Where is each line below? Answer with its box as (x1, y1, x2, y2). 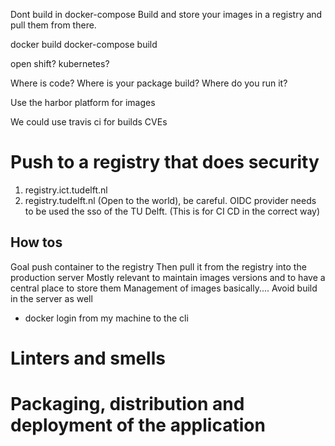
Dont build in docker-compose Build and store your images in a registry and (10, 9, 323, 20)
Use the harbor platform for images (10, 97, 156, 108)
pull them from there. (10, 19, 97, 31)
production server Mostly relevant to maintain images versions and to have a (10, 271, 326, 283)
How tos (10, 234, 63, 251)
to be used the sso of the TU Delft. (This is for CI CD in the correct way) (24, 205, 321, 217)
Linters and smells (10, 347, 166, 369)
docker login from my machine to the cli (24, 312, 189, 324)
